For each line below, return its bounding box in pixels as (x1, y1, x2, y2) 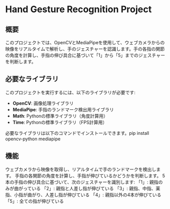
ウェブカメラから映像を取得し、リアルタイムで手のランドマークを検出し (5, 166, 156, 172)
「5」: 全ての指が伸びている (5, 198, 64, 204)
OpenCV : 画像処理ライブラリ (12, 100, 74, 106)
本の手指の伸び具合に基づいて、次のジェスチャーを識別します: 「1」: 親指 (5, 179, 159, 185)
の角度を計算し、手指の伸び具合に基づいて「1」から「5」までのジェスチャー (5, 52, 165, 58)
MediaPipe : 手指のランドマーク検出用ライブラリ (12, 106, 114, 112)
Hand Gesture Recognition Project (5, 4, 152, 15)
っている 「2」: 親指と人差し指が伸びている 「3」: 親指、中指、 (22, 185, 156, 191)
